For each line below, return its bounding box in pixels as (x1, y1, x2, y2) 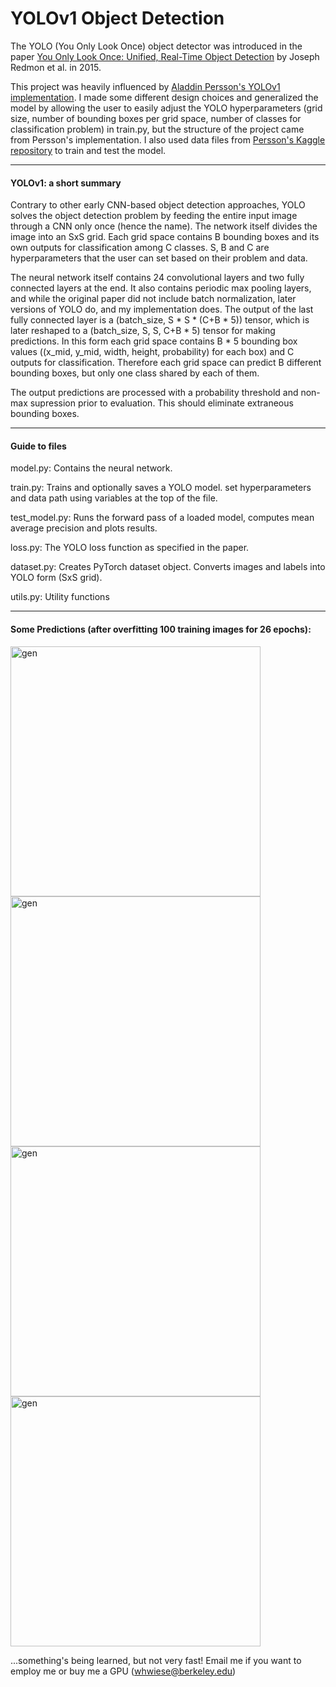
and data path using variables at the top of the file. (10, 492, 218, 504)
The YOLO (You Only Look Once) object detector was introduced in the (10, 40, 303, 52)
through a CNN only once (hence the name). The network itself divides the (10, 220, 318, 232)
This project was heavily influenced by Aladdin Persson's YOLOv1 (10, 80, 281, 92)
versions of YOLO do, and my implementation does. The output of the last (10, 303, 314, 316)
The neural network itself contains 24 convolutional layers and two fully (10, 272, 305, 284)
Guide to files (10, 440, 67, 452)
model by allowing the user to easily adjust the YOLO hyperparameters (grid (10, 102, 323, 114)
